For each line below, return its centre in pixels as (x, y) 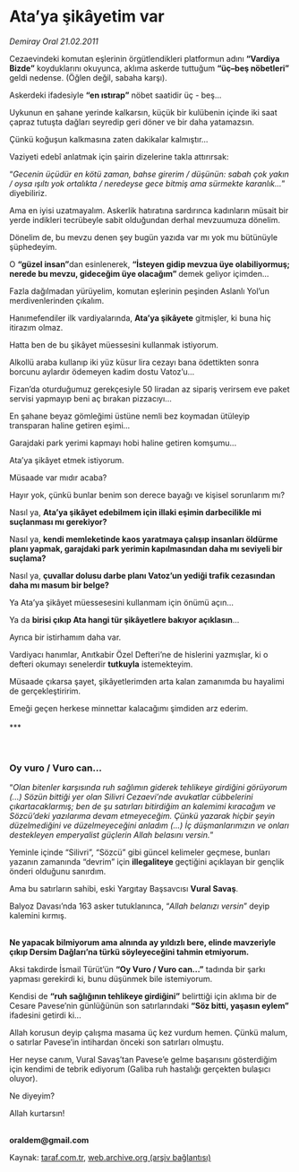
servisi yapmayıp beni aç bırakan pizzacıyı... (90, 398)
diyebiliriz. (28, 193)
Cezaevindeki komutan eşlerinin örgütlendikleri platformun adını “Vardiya (145, 58)
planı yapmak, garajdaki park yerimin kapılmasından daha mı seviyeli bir (146, 548)
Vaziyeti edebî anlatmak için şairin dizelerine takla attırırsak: (119, 156)
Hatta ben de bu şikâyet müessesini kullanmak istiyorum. (114, 345)
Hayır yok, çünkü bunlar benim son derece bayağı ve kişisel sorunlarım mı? (147, 495)
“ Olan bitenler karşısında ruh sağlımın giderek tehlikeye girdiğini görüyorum (149, 788)
